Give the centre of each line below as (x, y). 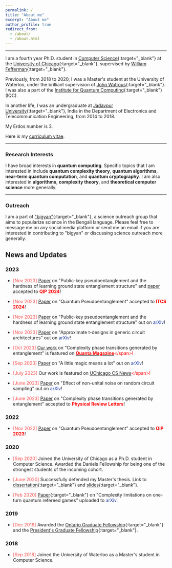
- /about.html (25, 39)
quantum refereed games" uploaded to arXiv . (70, 500)
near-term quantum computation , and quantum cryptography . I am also (83, 177)
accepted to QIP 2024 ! (37, 291)
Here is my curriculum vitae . (35, 136)
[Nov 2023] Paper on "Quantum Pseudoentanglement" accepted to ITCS (89, 302)
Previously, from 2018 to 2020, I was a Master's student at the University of (85, 79)
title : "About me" (25, 15)
